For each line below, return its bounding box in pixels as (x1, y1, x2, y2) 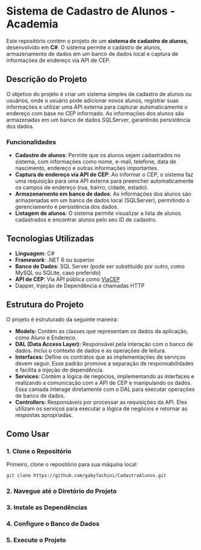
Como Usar (6, 429, 50, 440)
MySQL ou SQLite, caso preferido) (15, 269, 101, 276)
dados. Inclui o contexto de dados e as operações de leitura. (15, 347, 166, 354)
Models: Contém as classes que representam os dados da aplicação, (15, 327, 189, 334)
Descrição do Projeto (6, 74, 87, 84)
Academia (6, 17, 59, 31)
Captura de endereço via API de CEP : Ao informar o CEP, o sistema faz (15, 171, 194, 178)
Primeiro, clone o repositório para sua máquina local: (6, 461, 138, 468)
